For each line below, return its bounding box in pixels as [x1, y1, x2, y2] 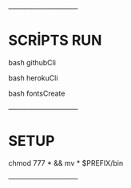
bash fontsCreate [8, 88, 65, 98]
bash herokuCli [8, 72, 58, 83]
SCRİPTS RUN [8, 32, 102, 49]
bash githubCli [8, 57, 56, 67]
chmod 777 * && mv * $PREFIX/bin [8, 158, 124, 167]
